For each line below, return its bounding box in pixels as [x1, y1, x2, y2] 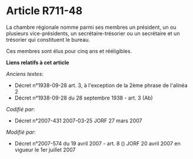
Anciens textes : [6, 70, 44, 77]
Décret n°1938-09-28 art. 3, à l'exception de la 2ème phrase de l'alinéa [14, 81, 188, 89]
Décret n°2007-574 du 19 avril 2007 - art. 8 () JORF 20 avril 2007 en [14, 140, 181, 147]
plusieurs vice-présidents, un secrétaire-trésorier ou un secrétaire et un [6, 29, 180, 37]
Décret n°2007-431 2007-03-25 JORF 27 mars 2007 [14, 117, 142, 124]
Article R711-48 [6, 4, 83, 18]
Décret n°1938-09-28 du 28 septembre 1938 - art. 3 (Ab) [14, 94, 153, 101]
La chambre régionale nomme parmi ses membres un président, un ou [6, 24, 177, 31]
